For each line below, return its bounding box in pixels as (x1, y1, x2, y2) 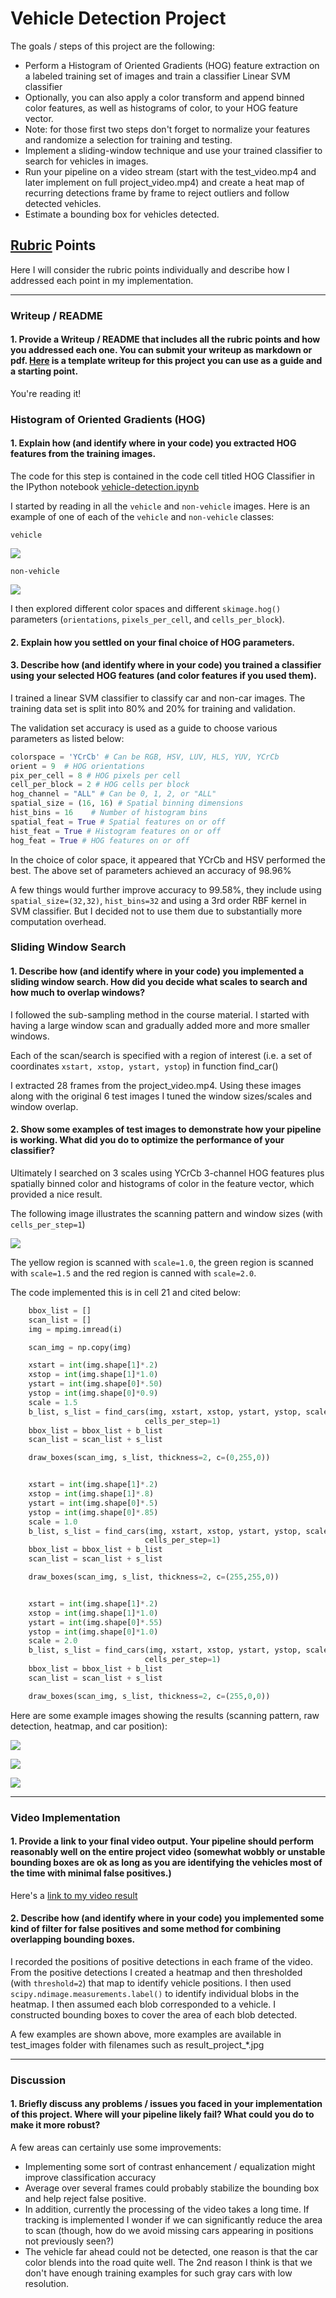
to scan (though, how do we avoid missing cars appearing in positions (24, 2225, 314, 2237)
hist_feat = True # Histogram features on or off (10, 826, 222, 836)
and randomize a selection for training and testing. (24, 133, 233, 146)
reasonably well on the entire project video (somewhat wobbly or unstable (10, 1846, 326, 1858)
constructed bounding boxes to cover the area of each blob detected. (10, 2008, 298, 2021)
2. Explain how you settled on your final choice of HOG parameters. (10, 636, 295, 648)
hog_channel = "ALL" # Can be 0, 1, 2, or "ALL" (10, 789, 217, 799)
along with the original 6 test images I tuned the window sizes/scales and (10, 1090, 312, 1102)
